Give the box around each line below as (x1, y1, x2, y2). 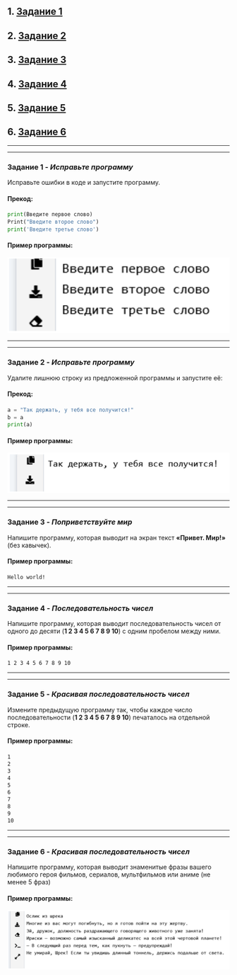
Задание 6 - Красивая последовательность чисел (7, 846, 190, 856)
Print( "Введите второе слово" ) (7, 219, 99, 226)
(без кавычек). (7, 541, 51, 549)
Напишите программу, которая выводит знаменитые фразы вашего (7, 863, 212, 872)
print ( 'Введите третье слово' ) (7, 226, 99, 233)
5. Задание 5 (7, 102, 66, 114)
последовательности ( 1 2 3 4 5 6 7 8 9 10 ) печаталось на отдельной (7, 713, 210, 722)
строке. (7, 720, 30, 729)
